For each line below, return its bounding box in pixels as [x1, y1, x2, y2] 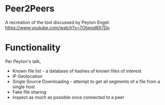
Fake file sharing [12, 89, 47, 95]
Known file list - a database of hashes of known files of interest [12, 68, 142, 74]
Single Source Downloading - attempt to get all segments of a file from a [12, 78, 160, 84]
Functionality [5, 42, 61, 53]
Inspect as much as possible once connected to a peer [12, 94, 125, 100]
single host [12, 84, 35, 90]
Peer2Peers [5, 3, 55, 14]
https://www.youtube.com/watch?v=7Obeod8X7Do [5, 24, 110, 30]
